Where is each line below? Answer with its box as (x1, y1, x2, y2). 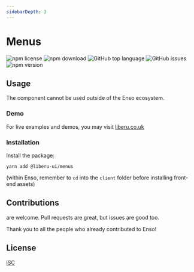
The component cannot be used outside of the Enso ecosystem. (6, 94, 165, 102)
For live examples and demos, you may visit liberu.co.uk (6, 123, 145, 130)
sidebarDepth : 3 (6, 8, 47, 15)
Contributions (6, 198, 59, 208)
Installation (6, 138, 40, 146)
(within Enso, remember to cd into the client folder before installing (6, 174, 173, 181)
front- (174, 174, 189, 181)
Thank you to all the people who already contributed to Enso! (6, 225, 157, 232)
